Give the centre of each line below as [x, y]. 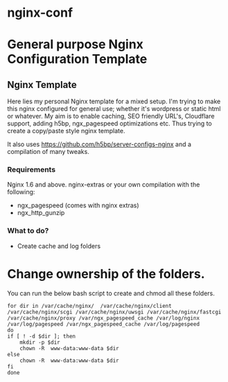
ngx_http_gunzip [41, 213]
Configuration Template [77, 59]
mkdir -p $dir [40, 342]
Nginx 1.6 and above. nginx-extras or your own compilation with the [104, 184]
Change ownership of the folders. [106, 274]
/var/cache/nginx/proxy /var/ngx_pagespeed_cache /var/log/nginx [103, 318]
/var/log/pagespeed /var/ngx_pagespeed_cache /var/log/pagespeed [103, 324]
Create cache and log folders [59, 246]
